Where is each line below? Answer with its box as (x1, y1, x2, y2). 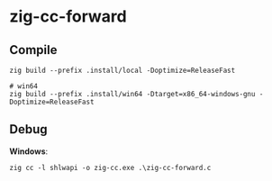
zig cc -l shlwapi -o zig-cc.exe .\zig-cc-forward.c (9, 163, 212, 172)
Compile (9, 42, 58, 58)
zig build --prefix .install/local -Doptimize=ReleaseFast (9, 66, 236, 75)
